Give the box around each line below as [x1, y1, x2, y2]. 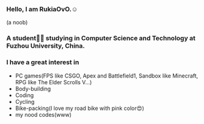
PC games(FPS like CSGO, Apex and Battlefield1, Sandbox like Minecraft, [15, 72, 199, 79]
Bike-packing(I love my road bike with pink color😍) [15, 104, 145, 112]
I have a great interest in [6, 58, 79, 67]
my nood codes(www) [15, 111, 72, 118]
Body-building [15, 85, 51, 92]
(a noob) [6, 19, 28, 26]
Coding [15, 91, 34, 99]
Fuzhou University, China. [6, 42, 86, 50]
